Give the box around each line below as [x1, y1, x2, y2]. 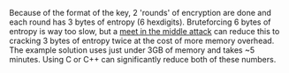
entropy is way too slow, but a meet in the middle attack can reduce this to [9, 26, 280, 36]
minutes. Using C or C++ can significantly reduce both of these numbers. [9, 55, 277, 64]
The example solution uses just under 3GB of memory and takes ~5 [9, 45, 255, 55]
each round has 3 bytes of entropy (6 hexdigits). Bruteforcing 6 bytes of [9, 17, 271, 27]
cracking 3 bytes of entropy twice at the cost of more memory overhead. [9, 35, 275, 46]
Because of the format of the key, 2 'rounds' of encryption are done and [9, 8, 272, 18]
